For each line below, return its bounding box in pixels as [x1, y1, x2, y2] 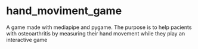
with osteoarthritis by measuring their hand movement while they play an [6, 30, 185, 37]
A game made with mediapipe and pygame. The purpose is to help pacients [6, 24, 192, 31]
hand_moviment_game [6, 4, 122, 18]
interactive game [6, 36, 48, 43]
